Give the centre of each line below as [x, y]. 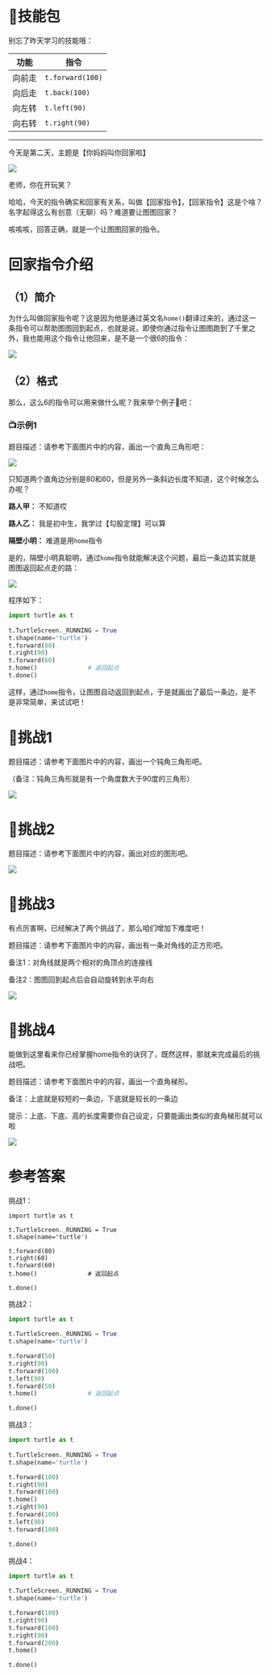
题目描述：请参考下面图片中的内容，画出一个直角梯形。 [100, 1081]
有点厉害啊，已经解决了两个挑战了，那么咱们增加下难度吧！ [107, 928]
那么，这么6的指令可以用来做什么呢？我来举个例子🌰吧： [101, 402]
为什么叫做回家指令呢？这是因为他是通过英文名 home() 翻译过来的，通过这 [129, 318]
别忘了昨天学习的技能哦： [51, 40]
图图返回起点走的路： [44, 568]
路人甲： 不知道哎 [38, 506]
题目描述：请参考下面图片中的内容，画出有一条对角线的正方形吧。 [118, 945]
